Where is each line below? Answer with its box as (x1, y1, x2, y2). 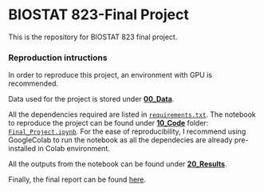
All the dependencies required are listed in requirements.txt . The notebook (8, 110, 257, 119)
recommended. (8, 78, 58, 89)
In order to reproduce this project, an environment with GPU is (8, 70, 213, 80)
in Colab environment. (37, 144, 110, 154)
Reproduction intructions (8, 52, 108, 63)
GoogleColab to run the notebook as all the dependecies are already (8, 135, 233, 145)
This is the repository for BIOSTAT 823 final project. (8, 32, 178, 42)
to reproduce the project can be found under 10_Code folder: (8, 118, 209, 128)
